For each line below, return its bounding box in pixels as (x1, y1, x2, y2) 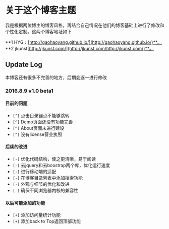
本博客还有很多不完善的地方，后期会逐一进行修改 (5, 74, 107, 81)
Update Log (5, 60, 43, 69)
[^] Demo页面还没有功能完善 (12, 119, 73, 125)
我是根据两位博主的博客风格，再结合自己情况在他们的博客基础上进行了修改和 (5, 22, 164, 28)
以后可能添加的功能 (5, 200, 45, 206)
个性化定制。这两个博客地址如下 (5, 28, 72, 34)
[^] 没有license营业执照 (12, 131, 62, 137)
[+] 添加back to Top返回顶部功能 (12, 218, 81, 224)
